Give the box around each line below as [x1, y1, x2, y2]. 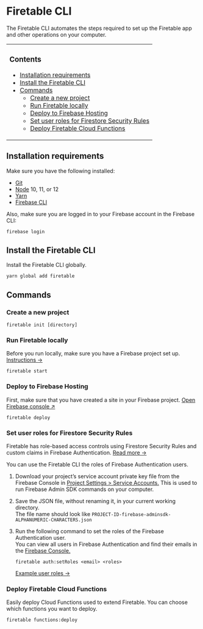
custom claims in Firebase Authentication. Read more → [6, 449, 147, 456]
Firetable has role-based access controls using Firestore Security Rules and [6, 443, 197, 450]
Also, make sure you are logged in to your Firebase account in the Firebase [6, 210, 195, 217]
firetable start [6, 368, 48, 374]
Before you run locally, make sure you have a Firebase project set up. [6, 350, 180, 357]
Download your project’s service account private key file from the [15, 473, 180, 480]
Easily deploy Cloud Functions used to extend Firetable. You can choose [6, 598, 188, 606]
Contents [9, 55, 41, 65]
